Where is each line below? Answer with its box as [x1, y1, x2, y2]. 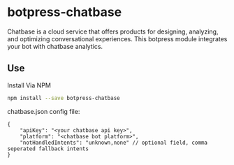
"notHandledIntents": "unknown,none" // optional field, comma [20, 139, 208, 146]
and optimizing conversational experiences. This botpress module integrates [7, 34, 228, 43]
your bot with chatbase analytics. [7, 42, 103, 50]
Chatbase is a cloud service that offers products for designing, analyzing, [7, 27, 219, 36]
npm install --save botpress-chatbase [7, 94, 120, 101]
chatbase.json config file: [7, 107, 80, 115]
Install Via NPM [7, 81, 51, 89]
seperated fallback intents [7, 145, 89, 152]
